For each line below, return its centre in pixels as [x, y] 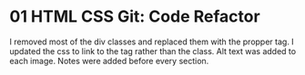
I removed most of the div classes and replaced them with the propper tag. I [152, 42]
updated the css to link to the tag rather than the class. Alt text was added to [153, 51]
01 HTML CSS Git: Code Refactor [135, 17]
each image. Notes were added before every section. [109, 61]
